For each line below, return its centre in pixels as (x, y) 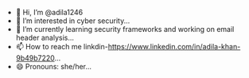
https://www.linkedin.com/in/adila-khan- (174, 47)
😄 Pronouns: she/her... (54, 66)
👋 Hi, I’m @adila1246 (49, 12)
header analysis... (45, 37)
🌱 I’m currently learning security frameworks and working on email (125, 29)
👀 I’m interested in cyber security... (73, 21)
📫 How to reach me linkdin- (62, 47)
